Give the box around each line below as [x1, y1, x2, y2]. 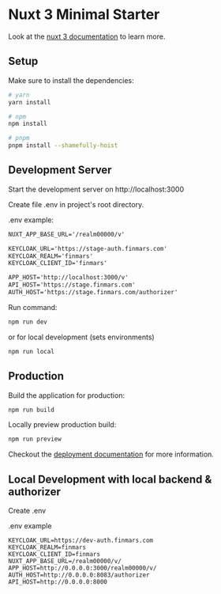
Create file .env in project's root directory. [8, 199, 144, 209]
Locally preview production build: [8, 420, 117, 429]
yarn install [8, 98, 51, 106]
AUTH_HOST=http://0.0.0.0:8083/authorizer [8, 571, 150, 579]
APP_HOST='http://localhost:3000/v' [8, 274, 129, 282]
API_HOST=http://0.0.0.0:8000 [8, 578, 108, 586]
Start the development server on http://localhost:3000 [8, 184, 184, 194]
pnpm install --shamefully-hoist [8, 142, 118, 149]
